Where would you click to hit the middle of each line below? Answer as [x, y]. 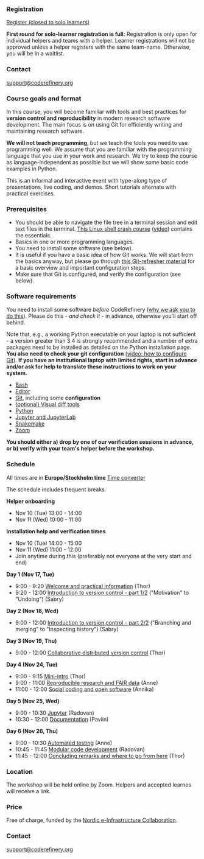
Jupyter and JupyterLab [45, 417]
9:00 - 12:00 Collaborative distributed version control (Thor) [90, 653]
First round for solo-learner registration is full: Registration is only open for [102, 34]
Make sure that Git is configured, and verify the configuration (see [98, 274]
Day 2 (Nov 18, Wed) [33, 611]
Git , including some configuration [58, 398]
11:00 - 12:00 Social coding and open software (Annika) [84, 689]
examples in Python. [32, 169]
